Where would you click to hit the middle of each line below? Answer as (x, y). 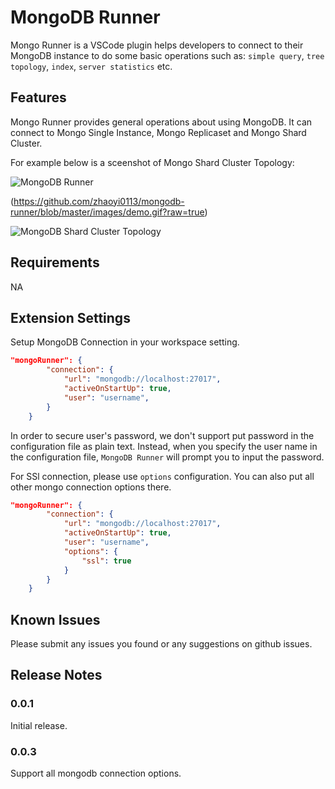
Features (38, 97)
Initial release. (39, 725)
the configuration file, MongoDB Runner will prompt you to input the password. (167, 457)
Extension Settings (70, 317)
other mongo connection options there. (91, 487)
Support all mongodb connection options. (96, 773)
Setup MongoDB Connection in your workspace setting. (125, 342)
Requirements (55, 262)
